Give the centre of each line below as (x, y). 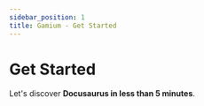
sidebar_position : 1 (47, 17)
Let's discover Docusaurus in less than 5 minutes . (102, 94)
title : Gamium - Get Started (63, 26)
